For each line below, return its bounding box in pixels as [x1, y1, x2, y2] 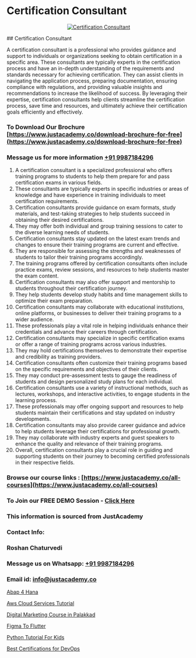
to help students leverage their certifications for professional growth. [15, 428, 181, 435]
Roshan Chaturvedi [6, 543, 63, 551]
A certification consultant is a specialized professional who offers [15, 167, 173, 174]
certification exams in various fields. [15, 179, 103, 186]
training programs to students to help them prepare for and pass [15, 173, 170, 180]
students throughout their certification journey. [15, 285, 128, 292]
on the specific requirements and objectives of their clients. [15, 366, 158, 373]
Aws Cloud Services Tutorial [6, 599, 75, 606]
